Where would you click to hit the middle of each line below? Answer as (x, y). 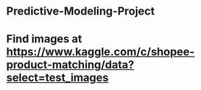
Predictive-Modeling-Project (81, 11)
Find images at (44, 39)
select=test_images (58, 78)
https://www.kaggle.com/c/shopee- (100, 52)
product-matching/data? (70, 65)
